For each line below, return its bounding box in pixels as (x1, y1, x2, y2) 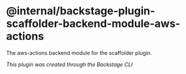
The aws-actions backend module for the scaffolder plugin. (6, 49, 152, 56)
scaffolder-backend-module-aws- (6, 17, 181, 30)
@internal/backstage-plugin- (6, 4, 156, 18)
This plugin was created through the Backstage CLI (6, 61, 133, 68)
